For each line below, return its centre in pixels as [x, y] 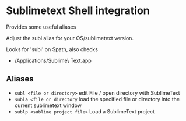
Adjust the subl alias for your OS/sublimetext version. [70, 38]
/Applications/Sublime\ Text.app [53, 61]
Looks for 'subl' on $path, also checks [52, 49]
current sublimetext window [48, 105]
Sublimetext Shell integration [78, 11]
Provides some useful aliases [41, 27]
